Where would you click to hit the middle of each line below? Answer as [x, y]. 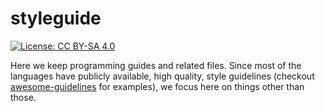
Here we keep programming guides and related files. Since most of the [156, 65]
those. [23, 97]
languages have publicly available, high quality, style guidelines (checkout [162, 76]
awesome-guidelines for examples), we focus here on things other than [157, 86]
